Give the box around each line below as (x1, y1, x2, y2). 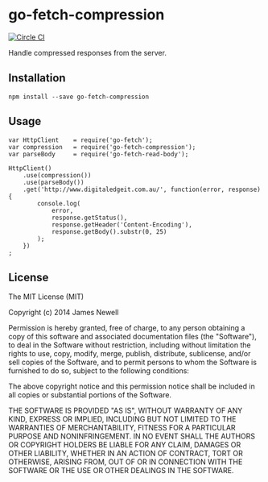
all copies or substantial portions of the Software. (8, 390, 171, 400)
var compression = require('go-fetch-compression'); (8, 143, 196, 151)
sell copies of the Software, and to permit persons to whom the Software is (8, 357, 258, 368)
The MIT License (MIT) (8, 292, 85, 301)
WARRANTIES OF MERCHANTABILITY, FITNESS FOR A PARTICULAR (8, 423, 236, 433)
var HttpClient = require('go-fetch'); (8, 135, 153, 144)
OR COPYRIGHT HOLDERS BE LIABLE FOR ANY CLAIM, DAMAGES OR (8, 440, 241, 450)
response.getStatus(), (51, 214, 128, 222)
